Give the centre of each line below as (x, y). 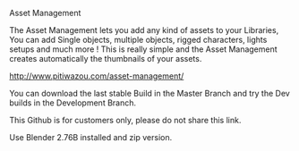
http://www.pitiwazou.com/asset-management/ (97, 76)
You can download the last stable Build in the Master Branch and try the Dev (150, 93)
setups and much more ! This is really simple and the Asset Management (143, 49)
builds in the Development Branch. (73, 103)
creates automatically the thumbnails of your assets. (106, 59)
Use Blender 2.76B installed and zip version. (91, 137)
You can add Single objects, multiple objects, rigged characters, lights (138, 40)
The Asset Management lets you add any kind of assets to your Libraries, (144, 30)
